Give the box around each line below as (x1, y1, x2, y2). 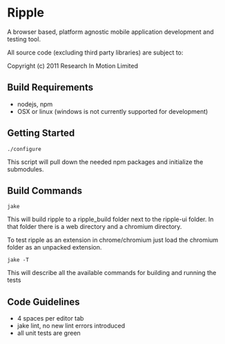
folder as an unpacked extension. (7, 243, 102, 252)
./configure (7, 145, 41, 152)
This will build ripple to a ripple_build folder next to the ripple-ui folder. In (7, 215, 214, 223)
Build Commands (7, 185, 83, 196)
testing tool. (7, 34, 41, 43)
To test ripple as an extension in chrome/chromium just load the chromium (7, 236, 219, 244)
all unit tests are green (17, 329, 81, 337)
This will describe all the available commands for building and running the (7, 269, 217, 277)
